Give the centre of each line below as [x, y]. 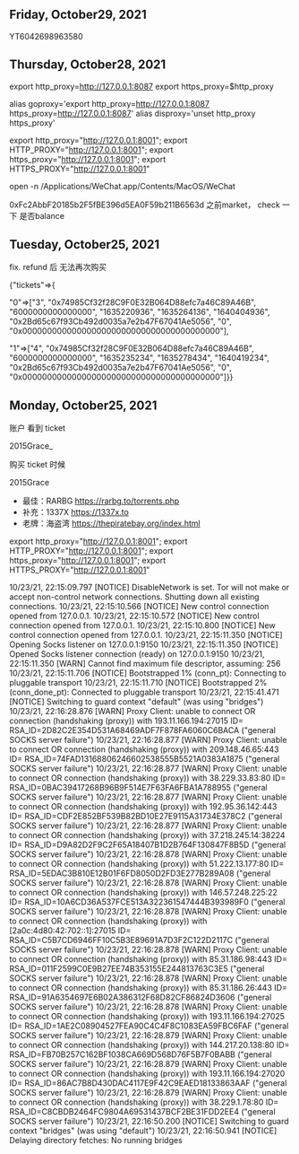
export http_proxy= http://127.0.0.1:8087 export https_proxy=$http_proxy [142, 86]
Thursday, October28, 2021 [88, 65]
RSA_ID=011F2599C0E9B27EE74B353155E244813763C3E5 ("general [137, 969]
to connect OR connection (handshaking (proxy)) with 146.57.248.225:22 [143, 893]
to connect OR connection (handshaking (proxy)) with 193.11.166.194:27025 [147, 1017]
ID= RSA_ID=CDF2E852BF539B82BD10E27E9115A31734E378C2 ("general [146, 817]
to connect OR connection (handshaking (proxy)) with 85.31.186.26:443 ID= [149, 988]
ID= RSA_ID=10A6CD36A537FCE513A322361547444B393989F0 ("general [147, 902]
